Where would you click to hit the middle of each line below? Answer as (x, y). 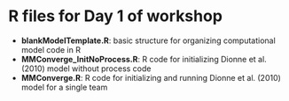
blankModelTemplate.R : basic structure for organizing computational (148, 40)
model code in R (51, 49)
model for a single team (64, 87)
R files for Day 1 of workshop (116, 16)
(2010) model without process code (86, 69)
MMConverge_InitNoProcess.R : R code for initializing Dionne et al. (144, 59)
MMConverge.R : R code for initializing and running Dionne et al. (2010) (151, 77)
